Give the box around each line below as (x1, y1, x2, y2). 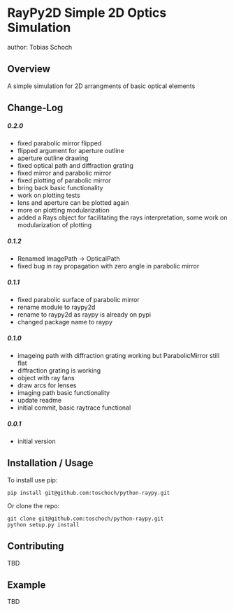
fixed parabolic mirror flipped (17, 139, 102, 148)
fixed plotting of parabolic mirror (17, 176, 111, 185)
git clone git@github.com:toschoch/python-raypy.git (7, 515, 164, 522)
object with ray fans (17, 374, 75, 382)
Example (7, 579, 46, 591)
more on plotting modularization (17, 206, 110, 215)
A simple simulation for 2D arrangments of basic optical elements (7, 82, 196, 90)
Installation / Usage (7, 457, 94, 469)
